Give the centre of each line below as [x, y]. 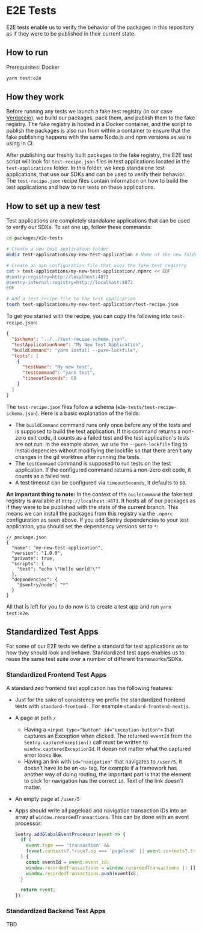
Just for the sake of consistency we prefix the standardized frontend [100, 700]
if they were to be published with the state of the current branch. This [92, 507]
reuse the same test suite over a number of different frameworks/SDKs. [95, 659]
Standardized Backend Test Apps [56, 911]
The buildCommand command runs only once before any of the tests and [103, 425]
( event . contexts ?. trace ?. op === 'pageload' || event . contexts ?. [108, 851]
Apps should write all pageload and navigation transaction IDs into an [101, 810]
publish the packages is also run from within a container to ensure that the [98, 131]
